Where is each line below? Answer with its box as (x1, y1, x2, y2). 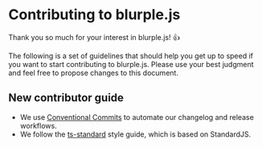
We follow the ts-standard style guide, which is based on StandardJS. (19, 129, 252, 139)
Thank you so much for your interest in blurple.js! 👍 (8, 32, 181, 42)
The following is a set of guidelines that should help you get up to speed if (8, 50, 253, 61)
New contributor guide (8, 91, 125, 105)
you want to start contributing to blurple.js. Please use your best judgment (8, 59, 255, 69)
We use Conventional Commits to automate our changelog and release (19, 112, 255, 121)
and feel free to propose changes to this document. (8, 68, 179, 77)
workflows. (19, 121, 58, 130)
